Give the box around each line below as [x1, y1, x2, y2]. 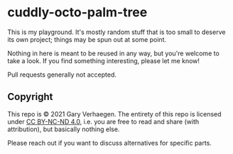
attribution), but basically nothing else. [7, 125, 120, 133]
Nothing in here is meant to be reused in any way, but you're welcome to [7, 49, 220, 57]
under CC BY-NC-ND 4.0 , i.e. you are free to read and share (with [7, 117, 200, 126]
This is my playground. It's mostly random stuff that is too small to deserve [7, 28, 226, 36]
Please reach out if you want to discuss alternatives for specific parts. [7, 138, 212, 147]
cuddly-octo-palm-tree [7, 4, 148, 21]
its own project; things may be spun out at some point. [7, 35, 167, 43]
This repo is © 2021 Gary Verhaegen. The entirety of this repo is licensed [7, 109, 222, 118]
